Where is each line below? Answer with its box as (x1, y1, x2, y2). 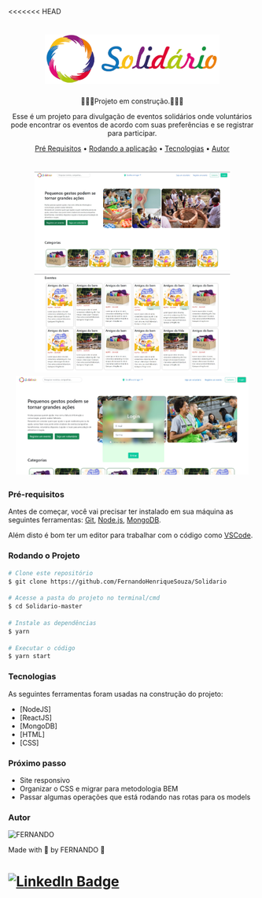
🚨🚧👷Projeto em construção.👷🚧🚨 (80, 96, 184, 106)
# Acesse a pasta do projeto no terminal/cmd (8, 594, 160, 602)
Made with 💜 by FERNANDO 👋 (8, 845, 105, 855)
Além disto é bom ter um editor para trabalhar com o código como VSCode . (8, 530, 253, 540)
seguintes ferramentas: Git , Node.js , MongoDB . (8, 515, 161, 525)
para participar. (107, 128, 157, 137)
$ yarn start (8, 653, 51, 660)
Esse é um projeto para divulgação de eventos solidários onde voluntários (12, 111, 253, 121)
